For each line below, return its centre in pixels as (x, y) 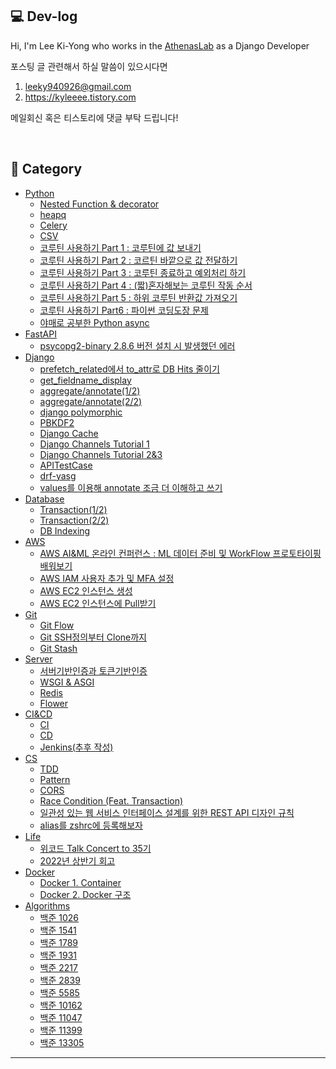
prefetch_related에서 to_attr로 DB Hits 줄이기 (129, 369)
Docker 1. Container (80, 882)
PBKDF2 (57, 422)
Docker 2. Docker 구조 (85, 894)
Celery (53, 225)
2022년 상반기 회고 (77, 860)
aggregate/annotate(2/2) (91, 401)
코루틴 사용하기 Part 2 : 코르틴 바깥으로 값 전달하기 (138, 260)
